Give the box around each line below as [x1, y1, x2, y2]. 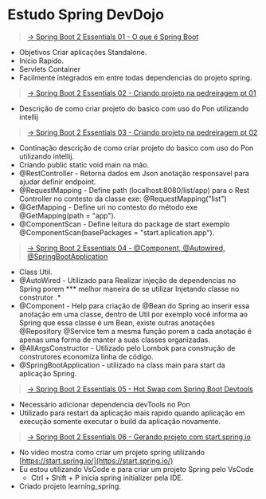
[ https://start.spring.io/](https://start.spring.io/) [18, 456, 174, 466]
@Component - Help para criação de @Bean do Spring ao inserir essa [18, 301, 250, 310]
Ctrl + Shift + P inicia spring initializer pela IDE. [30, 473, 184, 482]
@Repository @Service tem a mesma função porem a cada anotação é [18, 326, 252, 336]
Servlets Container [18, 64, 81, 73]
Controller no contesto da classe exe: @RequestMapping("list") [18, 194, 228, 203]
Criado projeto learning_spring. [18, 481, 121, 491]
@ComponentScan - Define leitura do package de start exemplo [18, 219, 230, 229]
